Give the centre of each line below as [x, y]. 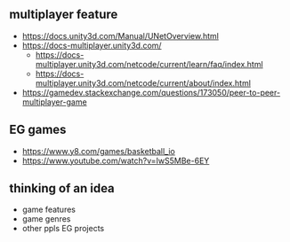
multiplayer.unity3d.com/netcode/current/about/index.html [143, 82]
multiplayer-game [54, 102]
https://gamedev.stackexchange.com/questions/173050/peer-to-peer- [151, 92]
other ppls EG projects [63, 229]
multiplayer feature [64, 15]
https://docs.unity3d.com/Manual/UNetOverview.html [121, 35]
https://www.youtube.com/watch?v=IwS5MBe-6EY [116, 160]
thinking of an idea [62, 188]
